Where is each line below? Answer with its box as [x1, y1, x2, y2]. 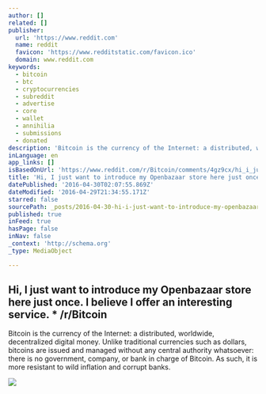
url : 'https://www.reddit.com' [15, 33, 119, 42]
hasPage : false [8, 225, 59, 233]
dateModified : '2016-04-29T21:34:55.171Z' [8, 188, 150, 196]
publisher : [8, 26, 44, 34]
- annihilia [15, 122, 55, 130]
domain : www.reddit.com [15, 56, 93, 64]
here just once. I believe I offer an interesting [8, 296, 233, 309]
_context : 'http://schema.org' [8, 240, 112, 248]
